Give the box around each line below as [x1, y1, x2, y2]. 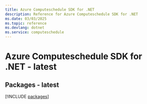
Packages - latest [5, 81, 59, 89]
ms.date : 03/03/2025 [5, 16, 47, 21]
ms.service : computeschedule [5, 30, 64, 35]
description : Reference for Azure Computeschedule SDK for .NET [5, 12, 138, 17]
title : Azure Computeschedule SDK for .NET [5, 7, 95, 12]
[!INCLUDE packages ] [5, 94, 49, 99]
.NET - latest [5, 62, 57, 72]
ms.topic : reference [5, 21, 47, 26]
